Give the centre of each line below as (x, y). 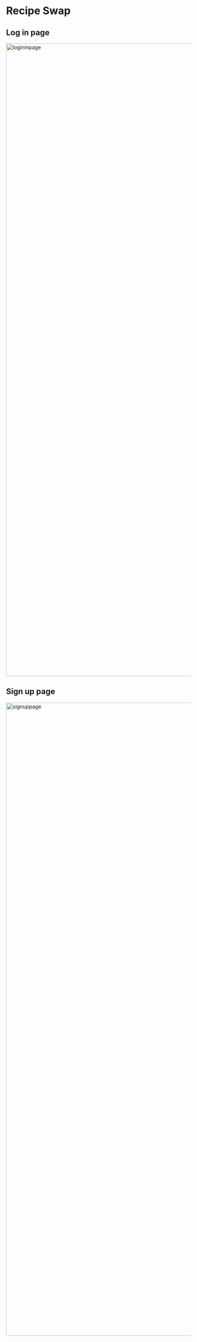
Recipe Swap (38, 11)
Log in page (28, 33)
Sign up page (31, 692)
